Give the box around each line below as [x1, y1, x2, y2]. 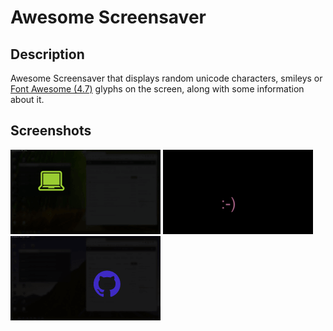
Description [10, 46, 85, 63]
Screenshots [10, 122, 92, 140]
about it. [10, 94, 45, 105]
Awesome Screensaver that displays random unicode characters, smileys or [10, 72, 323, 84]
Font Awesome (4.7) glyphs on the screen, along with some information [10, 83, 305, 95]
